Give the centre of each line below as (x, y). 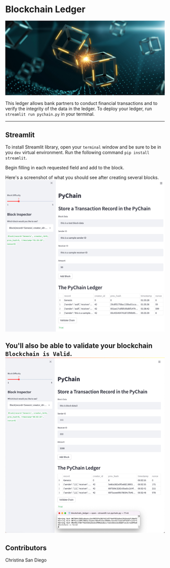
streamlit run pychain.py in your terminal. (50, 114)
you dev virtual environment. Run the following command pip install (77, 153)
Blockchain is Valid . (39, 354)
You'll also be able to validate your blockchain (79, 346)
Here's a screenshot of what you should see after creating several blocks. (82, 177)
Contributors (26, 548)
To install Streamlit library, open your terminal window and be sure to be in (83, 147)
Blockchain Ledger (46, 9)
